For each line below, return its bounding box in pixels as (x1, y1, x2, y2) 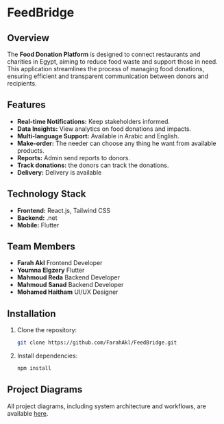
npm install (16, 365, 51, 372)
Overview (7, 32, 50, 44)
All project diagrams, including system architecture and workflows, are (7, 402, 207, 410)
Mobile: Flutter (16, 221, 60, 229)
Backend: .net (16, 214, 58, 222)
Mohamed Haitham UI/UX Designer (16, 288, 119, 296)
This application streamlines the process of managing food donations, (7, 65, 204, 73)
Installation (7, 308, 56, 319)
